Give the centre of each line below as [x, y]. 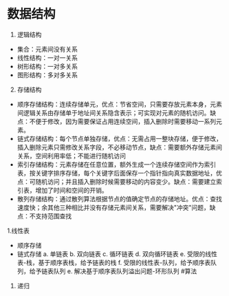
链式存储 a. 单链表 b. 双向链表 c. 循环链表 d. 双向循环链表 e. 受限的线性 [117, 254]
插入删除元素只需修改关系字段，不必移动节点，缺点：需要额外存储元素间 [119, 147]
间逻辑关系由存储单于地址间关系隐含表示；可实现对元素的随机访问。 [113, 113]
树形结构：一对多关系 [47, 66]
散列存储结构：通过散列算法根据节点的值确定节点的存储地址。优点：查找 [119, 199]
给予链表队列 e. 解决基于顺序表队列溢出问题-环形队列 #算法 [113, 271]
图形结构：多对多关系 [47, 75]
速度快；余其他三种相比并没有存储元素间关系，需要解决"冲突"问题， [113, 207]
